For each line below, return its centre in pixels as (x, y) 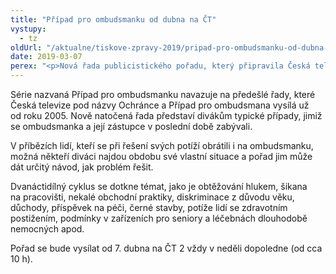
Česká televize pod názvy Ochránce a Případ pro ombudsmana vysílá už (160, 105)
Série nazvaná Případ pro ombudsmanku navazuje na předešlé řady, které (163, 94)
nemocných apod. (47, 229)
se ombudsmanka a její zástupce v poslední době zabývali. (131, 126)
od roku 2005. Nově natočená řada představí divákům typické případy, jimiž (166, 115)
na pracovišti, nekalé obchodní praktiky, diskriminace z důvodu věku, (152, 197)
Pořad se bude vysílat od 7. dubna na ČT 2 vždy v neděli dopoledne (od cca (166, 248)
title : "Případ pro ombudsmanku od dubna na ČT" (113, 19)
